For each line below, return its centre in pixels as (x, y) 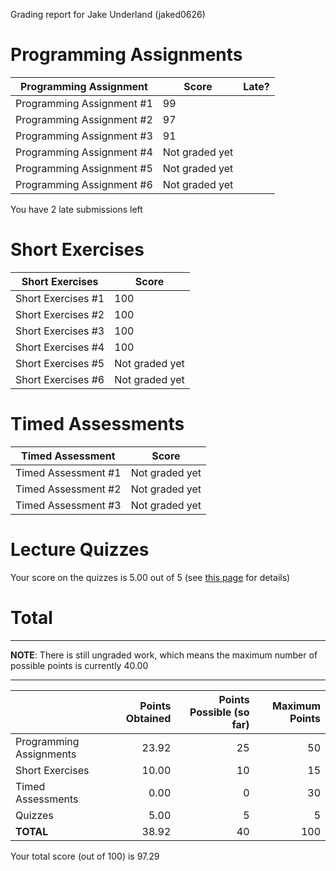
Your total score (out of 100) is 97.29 (85, 856)
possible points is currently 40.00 (79, 665)
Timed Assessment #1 (68, 472)
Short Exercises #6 (60, 379)
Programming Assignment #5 (84, 168)
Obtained (148, 718)
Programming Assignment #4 (84, 152)
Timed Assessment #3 (68, 505)
